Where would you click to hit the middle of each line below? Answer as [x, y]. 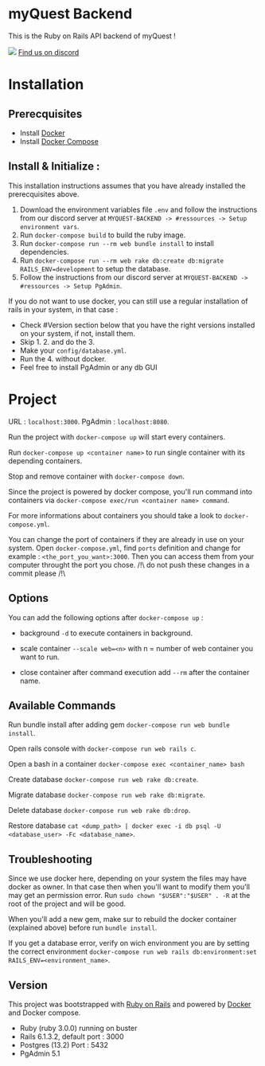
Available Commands [62, 705]
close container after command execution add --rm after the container [134, 672]
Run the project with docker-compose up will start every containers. [117, 437]
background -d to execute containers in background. [106, 633]
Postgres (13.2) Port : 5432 [64, 1045]
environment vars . [49, 226]
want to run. [39, 657]
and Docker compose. [45, 1013]
